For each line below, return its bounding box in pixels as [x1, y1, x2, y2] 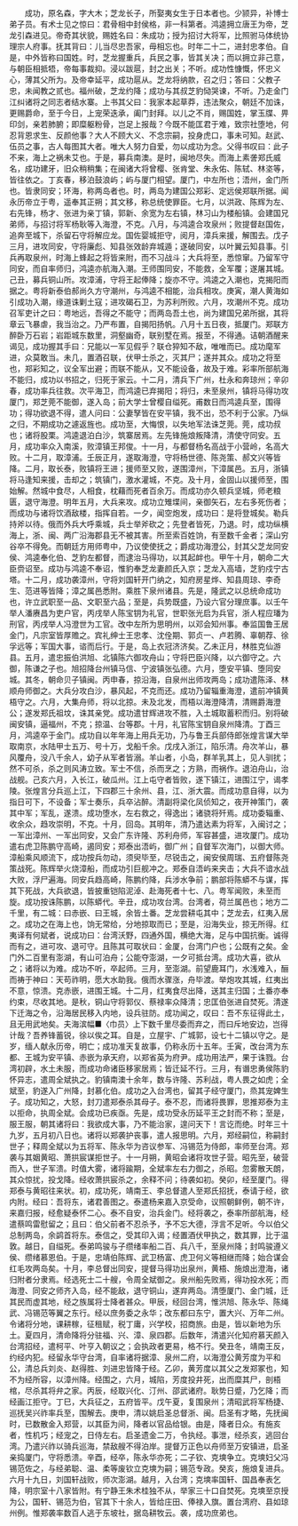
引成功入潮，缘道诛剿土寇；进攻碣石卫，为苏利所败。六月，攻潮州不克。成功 [9, 297, 289, 307]
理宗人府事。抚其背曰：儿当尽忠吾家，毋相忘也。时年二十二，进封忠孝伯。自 [9, 41, 289, 52]
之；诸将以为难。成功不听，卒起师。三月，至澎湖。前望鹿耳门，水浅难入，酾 [9, 963, 289, 973]
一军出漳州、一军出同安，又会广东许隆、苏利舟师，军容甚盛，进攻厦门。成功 [9, 830, 289, 840]
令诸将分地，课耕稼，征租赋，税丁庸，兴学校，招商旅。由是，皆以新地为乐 [9, 1319, 281, 1329]
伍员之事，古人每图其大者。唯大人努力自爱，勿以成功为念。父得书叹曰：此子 [9, 141, 289, 151]
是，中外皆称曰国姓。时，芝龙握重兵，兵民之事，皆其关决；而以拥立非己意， [9, 52, 289, 62]
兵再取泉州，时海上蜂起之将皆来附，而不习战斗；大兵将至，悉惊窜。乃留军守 [9, 252, 289, 262]
